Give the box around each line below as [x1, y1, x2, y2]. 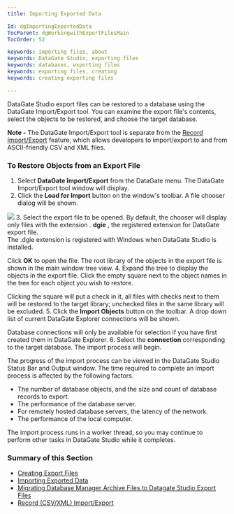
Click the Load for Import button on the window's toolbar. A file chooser [17, 191, 226, 199]
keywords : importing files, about [7, 48, 108, 56]
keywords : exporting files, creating [7, 68, 117, 75]
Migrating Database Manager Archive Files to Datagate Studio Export [17, 484, 217, 492]
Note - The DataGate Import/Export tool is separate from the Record [7, 128, 204, 136]
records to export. [17, 392, 70, 401]
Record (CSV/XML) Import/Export [17, 499, 114, 507]
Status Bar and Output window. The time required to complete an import [7, 364, 214, 372]
